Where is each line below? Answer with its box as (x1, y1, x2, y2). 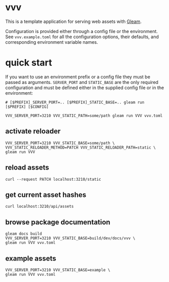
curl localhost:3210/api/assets (5, 204, 74, 209)
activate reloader (5, 127, 61, 136)
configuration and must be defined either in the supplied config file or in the (5, 84, 164, 91)
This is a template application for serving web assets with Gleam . (5, 18, 142, 24)
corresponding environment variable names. (5, 39, 98, 45)
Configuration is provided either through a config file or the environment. (5, 28, 158, 34)
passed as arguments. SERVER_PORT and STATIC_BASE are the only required (5, 79, 159, 85)
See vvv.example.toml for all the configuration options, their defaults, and (5, 34, 159, 40)
